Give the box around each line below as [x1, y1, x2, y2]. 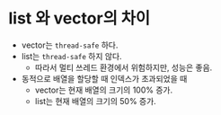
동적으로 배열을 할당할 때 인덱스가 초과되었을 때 [21, 73, 188, 84]
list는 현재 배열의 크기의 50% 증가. [34, 95, 156, 106]
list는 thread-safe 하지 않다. [21, 50, 122, 61]
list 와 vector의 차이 [8, 8, 151, 29]
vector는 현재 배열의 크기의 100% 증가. [34, 84, 172, 95]
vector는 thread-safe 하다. [21, 40, 119, 50]
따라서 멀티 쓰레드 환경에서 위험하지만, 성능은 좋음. [34, 62, 213, 73]
